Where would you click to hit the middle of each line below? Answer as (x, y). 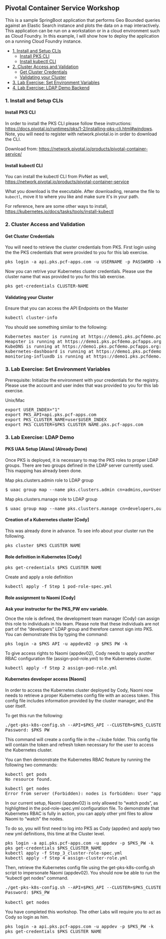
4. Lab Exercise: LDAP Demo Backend (51, 88)
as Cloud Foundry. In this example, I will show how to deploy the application (82, 36)
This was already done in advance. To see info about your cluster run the (80, 531)
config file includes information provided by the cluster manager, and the (79, 700)
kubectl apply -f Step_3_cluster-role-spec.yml (64, 853)
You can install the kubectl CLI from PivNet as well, (57, 177)
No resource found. (29, 779)
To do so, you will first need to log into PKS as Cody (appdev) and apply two (83, 828)
